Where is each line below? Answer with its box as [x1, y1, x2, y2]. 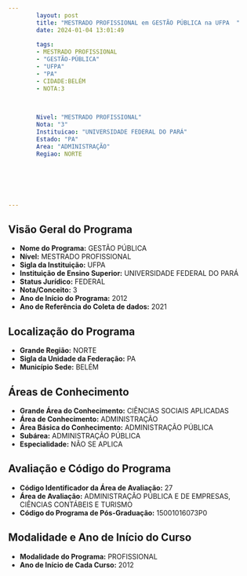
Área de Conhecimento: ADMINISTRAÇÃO [19, 414, 158, 424]
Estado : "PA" [36, 135, 79, 143]
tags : [36, 41, 55, 49]
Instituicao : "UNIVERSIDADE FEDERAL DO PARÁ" [36, 128, 188, 136]
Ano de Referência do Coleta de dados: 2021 [19, 302, 167, 311]
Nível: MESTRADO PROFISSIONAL [19, 252, 132, 262]
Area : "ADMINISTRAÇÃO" [36, 142, 111, 150]
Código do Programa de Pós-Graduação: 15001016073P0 [19, 508, 208, 517]
